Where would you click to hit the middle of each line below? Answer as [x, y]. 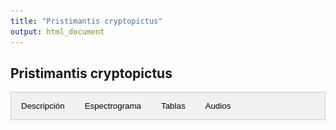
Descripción [43, 106]
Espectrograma [113, 106]
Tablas [173, 106]
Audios [218, 106]
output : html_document [57, 31]
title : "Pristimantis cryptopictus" [86, 21]
